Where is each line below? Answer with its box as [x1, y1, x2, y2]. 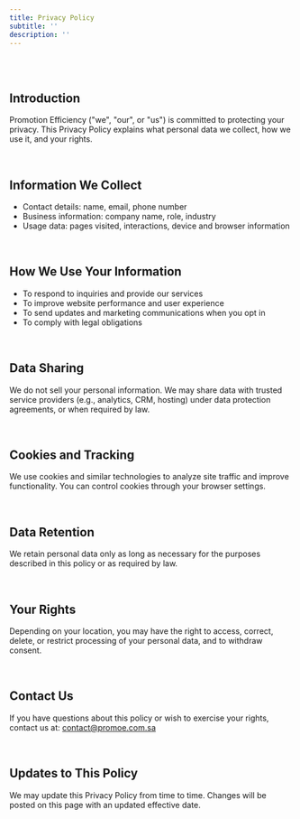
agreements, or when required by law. [9, 404, 150, 414]
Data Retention [9, 525, 95, 540]
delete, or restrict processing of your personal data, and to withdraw [9, 636, 263, 647]
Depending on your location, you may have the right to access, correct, [9, 626, 274, 637]
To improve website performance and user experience [22, 297, 225, 308]
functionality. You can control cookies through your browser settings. [9, 480, 266, 492]
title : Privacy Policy [9, 13, 95, 23]
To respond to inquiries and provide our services [22, 288, 204, 299]
